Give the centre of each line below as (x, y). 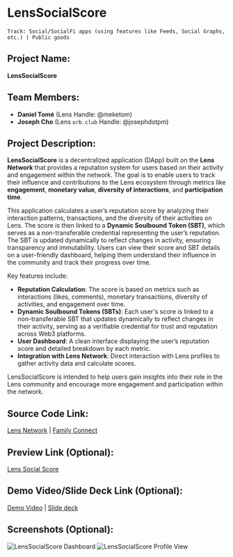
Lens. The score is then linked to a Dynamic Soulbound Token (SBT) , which (116, 226)
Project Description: (51, 143)
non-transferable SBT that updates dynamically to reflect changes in (115, 319)
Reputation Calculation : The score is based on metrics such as (108, 290)
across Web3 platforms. (51, 334)
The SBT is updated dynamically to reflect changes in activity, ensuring (109, 240)
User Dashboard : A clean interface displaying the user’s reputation (113, 341)
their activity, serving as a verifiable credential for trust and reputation (117, 327)
